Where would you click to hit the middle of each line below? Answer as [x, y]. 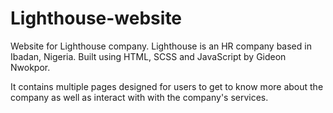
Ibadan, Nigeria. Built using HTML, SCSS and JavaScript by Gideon [148, 56]
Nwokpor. [30, 67]
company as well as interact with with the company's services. [139, 97]
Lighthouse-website [96, 18]
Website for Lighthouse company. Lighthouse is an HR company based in [161, 46]
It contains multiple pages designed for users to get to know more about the [167, 86]
